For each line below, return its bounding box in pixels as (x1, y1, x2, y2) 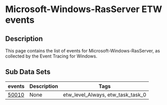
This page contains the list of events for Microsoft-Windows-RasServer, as (5, 48, 160, 54)
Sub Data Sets (5, 68, 50, 76)
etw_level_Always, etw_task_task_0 (63, 91, 146, 98)
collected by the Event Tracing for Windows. (5, 53, 97, 59)
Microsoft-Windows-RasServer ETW (5, 4, 162, 15)
